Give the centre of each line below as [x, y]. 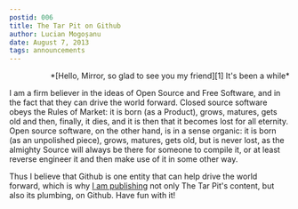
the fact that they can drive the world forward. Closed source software [138, 102]
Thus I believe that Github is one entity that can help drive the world [133, 177]
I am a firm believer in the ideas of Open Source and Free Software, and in [145, 93]
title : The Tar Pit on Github [65, 26]
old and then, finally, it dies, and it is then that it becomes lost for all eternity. [149, 122]
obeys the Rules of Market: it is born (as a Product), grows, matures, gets [143, 112]
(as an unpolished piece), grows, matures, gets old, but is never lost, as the [147, 141]
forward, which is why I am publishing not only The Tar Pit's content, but [142, 186]
